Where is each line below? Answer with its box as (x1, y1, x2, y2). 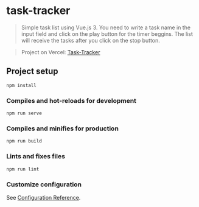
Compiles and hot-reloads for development (6, 96, 137, 105)
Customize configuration (6, 180, 82, 189)
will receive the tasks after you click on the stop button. (21, 37, 160, 44)
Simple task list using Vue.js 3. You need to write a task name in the (21, 24, 190, 31)
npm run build (6, 138, 43, 144)
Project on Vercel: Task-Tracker (21, 48, 100, 55)
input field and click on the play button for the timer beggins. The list (21, 30, 193, 37)
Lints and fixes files (6, 152, 66, 161)
